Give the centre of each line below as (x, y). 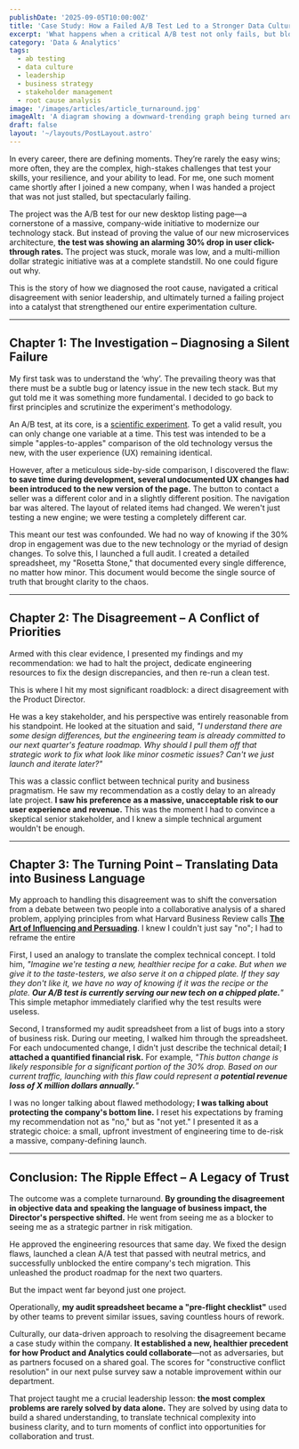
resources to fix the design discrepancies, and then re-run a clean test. (139, 672)
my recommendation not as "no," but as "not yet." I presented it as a (134, 1122)
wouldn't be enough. (47, 828)
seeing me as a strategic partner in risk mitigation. (101, 1227)
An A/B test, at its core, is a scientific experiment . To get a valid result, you (145, 424)
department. (32, 1381)
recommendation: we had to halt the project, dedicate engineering (130, 663)
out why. (25, 270)
